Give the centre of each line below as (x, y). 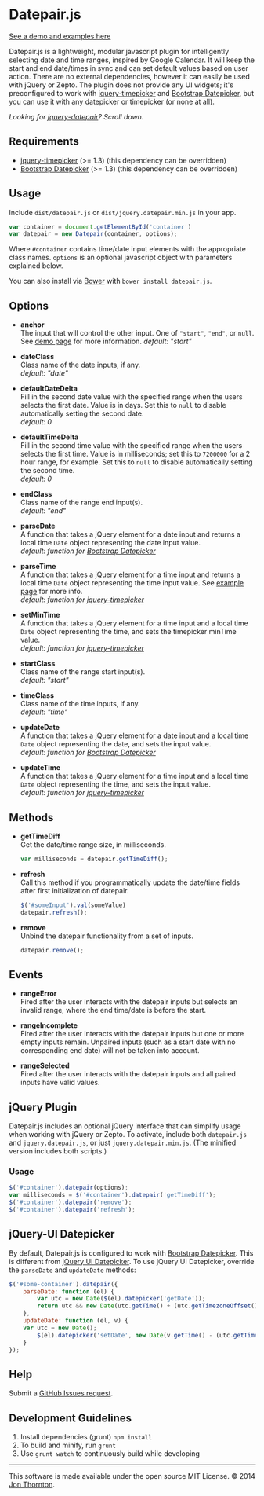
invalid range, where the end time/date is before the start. (113, 1010)
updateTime (40, 768)
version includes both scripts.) (58, 1151)
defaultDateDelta (49, 389)
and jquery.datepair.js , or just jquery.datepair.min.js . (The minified (123, 1143)
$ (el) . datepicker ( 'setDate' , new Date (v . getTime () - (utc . (136, 1335)
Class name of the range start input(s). (83, 672)
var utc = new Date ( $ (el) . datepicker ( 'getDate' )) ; (121, 1299)
